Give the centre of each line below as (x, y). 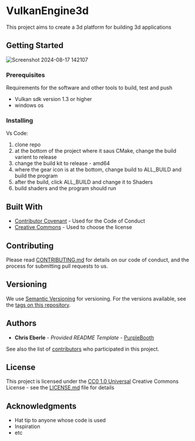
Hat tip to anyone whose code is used (60, 420)
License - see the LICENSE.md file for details (60, 388)
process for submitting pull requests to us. (57, 266)
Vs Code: (17, 133)
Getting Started (35, 46)
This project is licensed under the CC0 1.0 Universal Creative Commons (92, 381)
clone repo (28, 144)
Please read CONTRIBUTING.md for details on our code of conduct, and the (97, 260)
